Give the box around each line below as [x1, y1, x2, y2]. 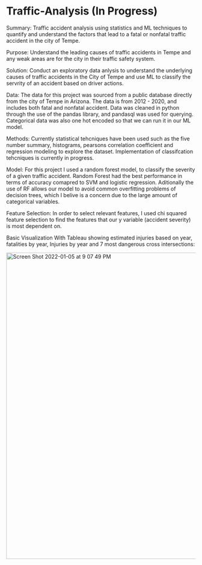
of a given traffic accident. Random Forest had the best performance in [6, 172, 182, 179]
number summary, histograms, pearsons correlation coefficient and [6, 141, 173, 148]
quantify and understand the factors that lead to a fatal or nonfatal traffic [6, 30, 186, 37]
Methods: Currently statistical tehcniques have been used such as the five [6, 134, 191, 142]
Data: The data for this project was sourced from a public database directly [6, 91, 192, 98]
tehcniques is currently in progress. [6, 154, 94, 161]
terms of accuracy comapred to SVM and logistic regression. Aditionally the [6, 178, 194, 186]
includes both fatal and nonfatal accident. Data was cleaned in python [6, 104, 179, 111]
